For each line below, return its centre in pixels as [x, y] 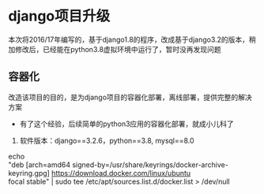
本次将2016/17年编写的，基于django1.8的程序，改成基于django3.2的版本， [129, 39]
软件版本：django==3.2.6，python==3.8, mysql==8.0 [107, 140]
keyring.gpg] [29, 173]
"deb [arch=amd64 [40, 164]
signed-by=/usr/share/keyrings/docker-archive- [151, 164]
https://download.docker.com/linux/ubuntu [121, 173]
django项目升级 [59, 16]
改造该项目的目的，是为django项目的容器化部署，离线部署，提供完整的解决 [130, 97]
